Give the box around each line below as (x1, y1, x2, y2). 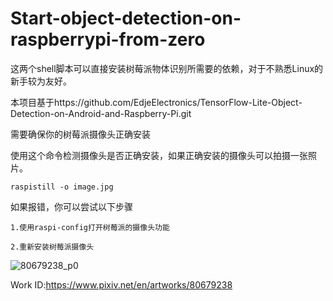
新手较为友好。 (10, 75, 72, 87)
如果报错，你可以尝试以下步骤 (10, 200, 133, 212)
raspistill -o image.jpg (10, 182, 114, 192)
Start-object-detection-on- (10, 7, 242, 30)
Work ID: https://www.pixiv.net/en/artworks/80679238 (10, 278, 233, 291)
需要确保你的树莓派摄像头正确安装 (10, 128, 151, 140)
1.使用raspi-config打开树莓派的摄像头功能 (10, 222, 170, 232)
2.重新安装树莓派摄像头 (10, 242, 95, 252)
